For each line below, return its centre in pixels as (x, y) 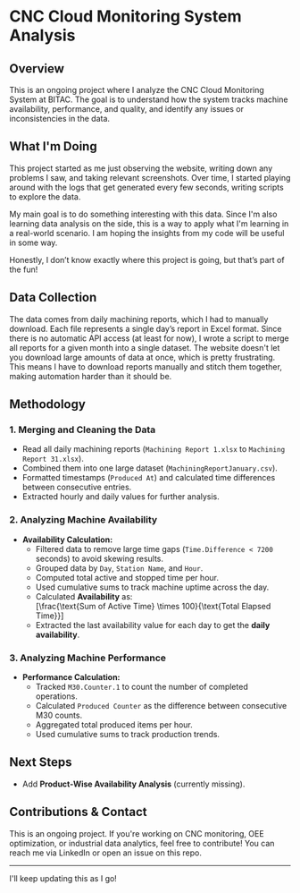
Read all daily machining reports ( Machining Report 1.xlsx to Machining (154, 449)
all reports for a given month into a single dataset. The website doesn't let (145, 347)
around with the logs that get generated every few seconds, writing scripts (146, 187)
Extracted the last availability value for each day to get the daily (153, 625)
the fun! (24, 269)
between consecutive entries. (77, 487)
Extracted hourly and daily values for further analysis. (121, 497)
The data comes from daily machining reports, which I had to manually (139, 319)
